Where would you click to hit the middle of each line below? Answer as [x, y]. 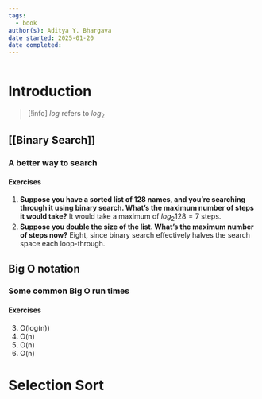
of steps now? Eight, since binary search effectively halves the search [135, 235]
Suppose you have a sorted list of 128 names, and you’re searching [133, 199]
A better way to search [53, 163]
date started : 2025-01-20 [51, 38]
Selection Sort [56, 385]
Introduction [50, 91]
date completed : [35, 45]
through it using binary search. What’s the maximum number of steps [137, 208]
